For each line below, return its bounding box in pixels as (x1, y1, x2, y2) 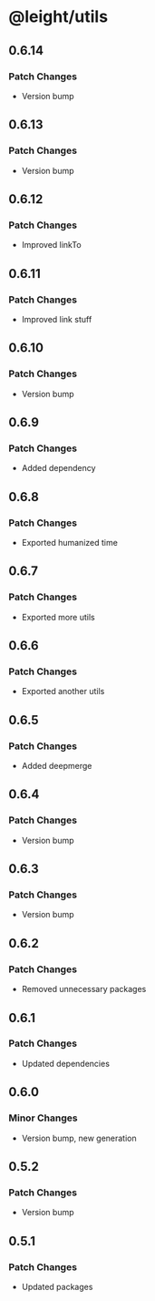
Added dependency (21, 463, 96, 474)
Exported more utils (21, 611, 96, 622)
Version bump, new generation (21, 1132, 137, 1143)
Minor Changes (8, 1111, 78, 1124)
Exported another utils (21, 686, 105, 697)
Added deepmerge (21, 761, 92, 772)
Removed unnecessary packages (21, 984, 147, 995)
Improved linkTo (21, 240, 82, 251)
